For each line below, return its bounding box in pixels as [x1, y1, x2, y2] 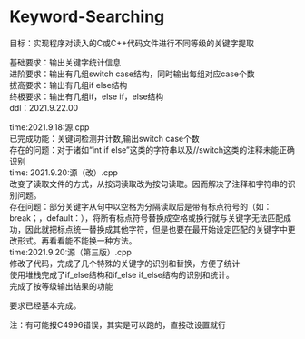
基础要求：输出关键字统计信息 [9, 56, 121, 67]
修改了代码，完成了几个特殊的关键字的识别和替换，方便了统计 [9, 257, 241, 269]
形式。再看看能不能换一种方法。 [16, 234, 137, 246]
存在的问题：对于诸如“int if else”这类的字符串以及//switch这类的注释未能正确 [9, 144, 295, 155]
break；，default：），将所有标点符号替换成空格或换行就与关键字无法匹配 [9, 212, 284, 224]
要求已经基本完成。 [9, 300, 82, 311]
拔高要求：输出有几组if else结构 [9, 79, 128, 90]
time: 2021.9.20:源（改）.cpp [9, 166, 118, 178]
